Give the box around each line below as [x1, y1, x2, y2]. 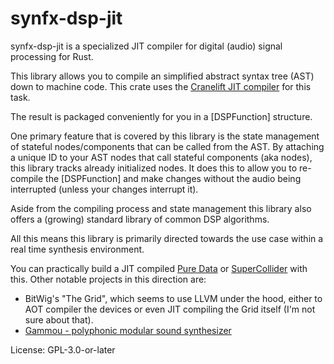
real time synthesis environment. [10, 243, 145, 255]
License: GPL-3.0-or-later [10, 343, 116, 356]
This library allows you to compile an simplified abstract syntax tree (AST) [10, 70, 315, 82]
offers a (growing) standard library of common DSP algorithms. [10, 213, 270, 225]
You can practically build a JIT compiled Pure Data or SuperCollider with [10, 262, 308, 274]
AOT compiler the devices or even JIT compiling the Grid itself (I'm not [24, 303, 316, 315]
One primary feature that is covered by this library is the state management [10, 130, 320, 142]
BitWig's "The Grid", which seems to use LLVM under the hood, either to [24, 292, 323, 304]
